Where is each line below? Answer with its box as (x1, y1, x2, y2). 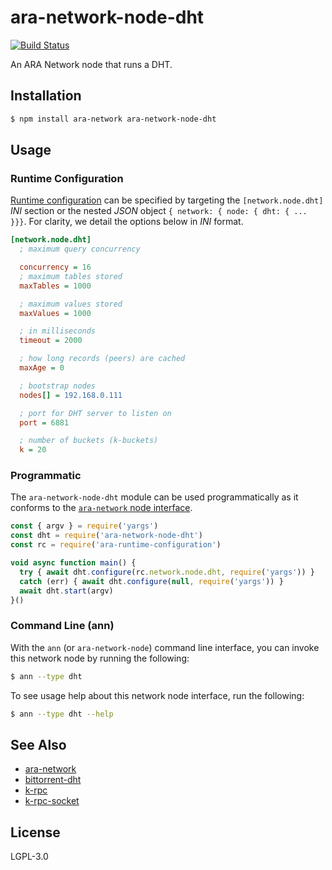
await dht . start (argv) (19, 586, 114, 596)
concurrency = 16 (19, 262, 92, 273)
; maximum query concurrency (19, 244, 141, 255)
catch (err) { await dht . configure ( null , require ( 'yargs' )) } (19, 576, 284, 586)
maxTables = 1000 (19, 281, 92, 291)
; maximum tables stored (19, 271, 123, 281)
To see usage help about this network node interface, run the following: (10, 689, 305, 701)
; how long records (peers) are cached (19, 354, 186, 364)
